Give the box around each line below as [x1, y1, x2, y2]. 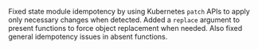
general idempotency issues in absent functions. [8, 32, 168, 41]
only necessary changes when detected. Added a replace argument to [8, 15, 240, 24]
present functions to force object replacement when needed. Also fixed [8, 24, 243, 32]
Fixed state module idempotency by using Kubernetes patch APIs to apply [8, 7, 251, 16]
